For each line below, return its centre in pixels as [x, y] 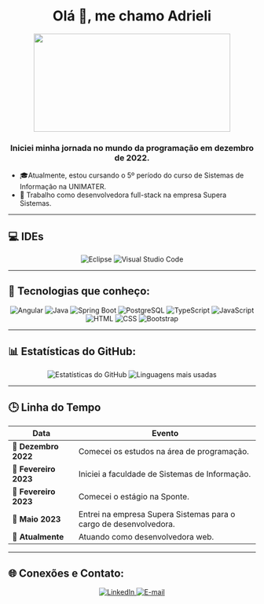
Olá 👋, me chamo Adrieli [132, 16]
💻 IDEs [26, 236]
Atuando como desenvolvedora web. [146, 537]
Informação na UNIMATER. [63, 187]
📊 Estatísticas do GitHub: [72, 351]
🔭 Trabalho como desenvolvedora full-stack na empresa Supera [123, 195]
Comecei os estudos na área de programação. [164, 452]
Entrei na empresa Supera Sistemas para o [157, 514]
